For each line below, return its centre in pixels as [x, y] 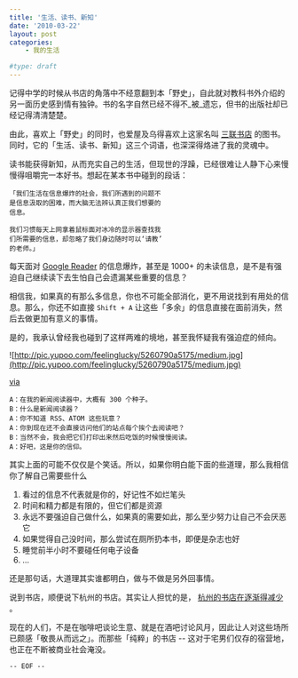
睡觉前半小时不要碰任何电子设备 [80, 550]
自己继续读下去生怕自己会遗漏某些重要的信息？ [102, 277]
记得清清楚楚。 [44, 115]
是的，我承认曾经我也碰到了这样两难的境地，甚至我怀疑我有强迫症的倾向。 [145, 337]
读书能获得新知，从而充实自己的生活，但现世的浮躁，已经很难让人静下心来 [145, 164]
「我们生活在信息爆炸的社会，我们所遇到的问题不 [85, 194]
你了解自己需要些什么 [48, 475]
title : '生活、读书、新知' [54, 17]
